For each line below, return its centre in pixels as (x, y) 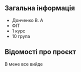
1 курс (18, 31)
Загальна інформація (40, 8)
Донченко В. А (27, 20)
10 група (21, 36)
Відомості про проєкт (40, 52)
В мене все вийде (24, 64)
